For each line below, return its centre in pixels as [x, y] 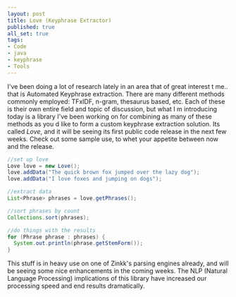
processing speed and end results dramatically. [76, 286]
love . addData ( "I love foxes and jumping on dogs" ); [85, 179]
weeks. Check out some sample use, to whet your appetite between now [113, 139]
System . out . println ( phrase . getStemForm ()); [78, 243]
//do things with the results [52, 230]
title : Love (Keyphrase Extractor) [60, 20]
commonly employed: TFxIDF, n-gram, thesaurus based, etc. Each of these [116, 101]
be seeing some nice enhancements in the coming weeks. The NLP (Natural [117, 271]
